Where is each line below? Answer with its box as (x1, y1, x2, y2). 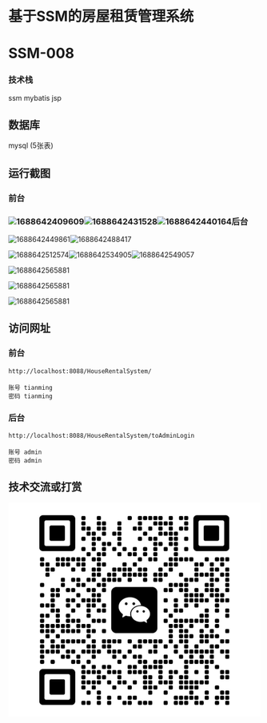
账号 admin (8, 448, 42, 456)
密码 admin (8, 457, 42, 465)
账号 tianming (8, 383, 54, 391)
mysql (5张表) (8, 141, 54, 150)
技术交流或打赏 (8, 480, 82, 494)
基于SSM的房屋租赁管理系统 (8, 7, 194, 26)
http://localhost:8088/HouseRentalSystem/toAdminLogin (8, 432, 195, 440)
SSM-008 (8, 45, 74, 62)
